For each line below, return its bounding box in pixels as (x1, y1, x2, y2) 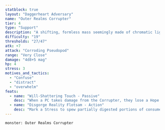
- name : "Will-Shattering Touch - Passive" (9, 93, 100, 98)
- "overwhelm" (9, 84, 38, 89)
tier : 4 (5, 21, 21, 26)
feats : (5, 89, 19, 94)
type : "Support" (5, 25, 38, 30)
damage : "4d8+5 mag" (5, 57, 48, 62)
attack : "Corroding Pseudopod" (5, 48, 69, 53)
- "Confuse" (9, 75, 34, 80)
